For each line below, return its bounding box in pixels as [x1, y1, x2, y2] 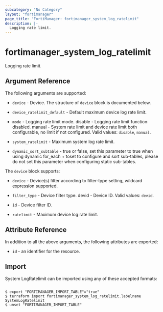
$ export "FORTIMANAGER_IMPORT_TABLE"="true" [5, 289, 99, 294]
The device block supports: [5, 168, 60, 174]
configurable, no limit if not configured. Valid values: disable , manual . [12, 129, 151, 135]
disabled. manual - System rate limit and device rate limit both [12, 124, 137, 130]
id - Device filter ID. [12, 202, 52, 208]
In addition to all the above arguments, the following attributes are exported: [5, 239, 158, 245]
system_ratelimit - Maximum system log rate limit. [12, 139, 115, 144]
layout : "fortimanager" [5, 12, 54, 17]
